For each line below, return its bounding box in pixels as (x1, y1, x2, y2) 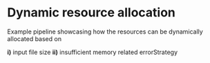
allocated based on (7, 34, 62, 42)
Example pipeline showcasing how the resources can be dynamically (7, 27, 204, 36)
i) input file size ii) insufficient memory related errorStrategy (7, 48, 178, 56)
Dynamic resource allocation (7, 5, 176, 21)
